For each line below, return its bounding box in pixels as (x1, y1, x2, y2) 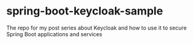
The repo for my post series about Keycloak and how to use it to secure (6, 24, 187, 31)
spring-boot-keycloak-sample (6, 4, 164, 18)
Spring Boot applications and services (6, 30, 102, 37)
